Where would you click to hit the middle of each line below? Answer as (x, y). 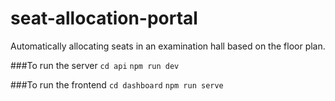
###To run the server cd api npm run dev (95, 65)
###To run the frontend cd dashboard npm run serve (117, 84)
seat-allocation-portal (104, 18)
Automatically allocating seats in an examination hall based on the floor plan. (168, 46)
